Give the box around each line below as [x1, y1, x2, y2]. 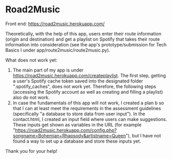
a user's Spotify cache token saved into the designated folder [12, 78, 143, 84]
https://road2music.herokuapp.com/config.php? [15, 127, 117, 133]
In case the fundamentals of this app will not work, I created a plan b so [12, 99, 164, 106]
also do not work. [12, 94, 50, 100]
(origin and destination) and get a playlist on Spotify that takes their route [5, 36, 160, 42]
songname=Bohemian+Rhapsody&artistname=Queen [12, 132, 126, 138]
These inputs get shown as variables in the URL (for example [12, 121, 142, 128]
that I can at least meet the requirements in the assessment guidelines [12, 105, 161, 111]
